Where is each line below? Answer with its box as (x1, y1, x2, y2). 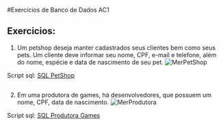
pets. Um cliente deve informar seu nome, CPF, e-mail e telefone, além (16, 50, 217, 59)
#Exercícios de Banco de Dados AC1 (7, 6, 109, 14)
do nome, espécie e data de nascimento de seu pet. (16, 58, 164, 66)
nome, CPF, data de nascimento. (16, 98, 109, 106)
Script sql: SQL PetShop (7, 71, 75, 79)
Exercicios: (7, 25, 56, 37)
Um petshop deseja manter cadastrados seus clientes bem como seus (16, 44, 216, 52)
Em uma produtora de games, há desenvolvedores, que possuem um (16, 91, 212, 99)
